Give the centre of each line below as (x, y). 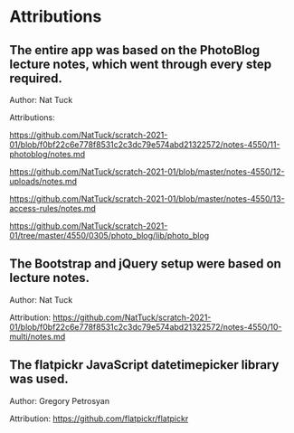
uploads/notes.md (43, 181)
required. (36, 78)
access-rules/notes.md (53, 208)
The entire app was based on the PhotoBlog (135, 50)
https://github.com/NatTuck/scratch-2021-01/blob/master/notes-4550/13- (147, 199)
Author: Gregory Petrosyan (60, 400)
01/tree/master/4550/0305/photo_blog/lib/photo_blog (109, 235)
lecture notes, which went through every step (141, 64)
